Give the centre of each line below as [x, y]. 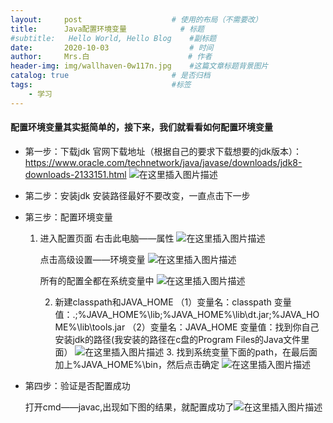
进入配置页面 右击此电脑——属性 [107, 238]
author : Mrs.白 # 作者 [111, 57]
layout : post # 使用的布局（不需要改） [136, 19]
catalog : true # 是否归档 [110, 76]
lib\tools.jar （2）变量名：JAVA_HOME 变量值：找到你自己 [199, 327]
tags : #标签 [101, 85]
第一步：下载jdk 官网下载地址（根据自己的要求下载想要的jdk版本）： [163, 151]
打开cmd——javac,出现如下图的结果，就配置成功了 [129, 407]
